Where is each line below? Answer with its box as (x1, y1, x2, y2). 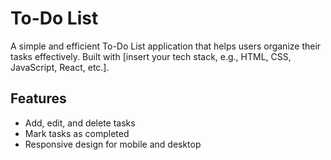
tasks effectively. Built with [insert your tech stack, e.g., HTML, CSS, (10, 50, 292, 62)
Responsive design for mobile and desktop (24, 138, 202, 150)
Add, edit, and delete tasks (24, 117, 136, 129)
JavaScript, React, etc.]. (10, 61, 110, 73)
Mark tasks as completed (24, 127, 130, 139)
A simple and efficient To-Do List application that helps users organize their (10, 40, 322, 52)
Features (10, 90, 67, 107)
